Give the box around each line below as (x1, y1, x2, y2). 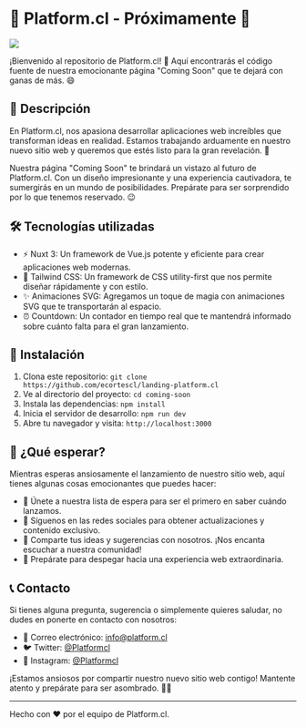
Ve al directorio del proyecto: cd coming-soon (22, 389, 191, 400)
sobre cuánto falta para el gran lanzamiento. (22, 321, 189, 332)
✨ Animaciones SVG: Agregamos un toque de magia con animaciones (22, 291, 285, 302)
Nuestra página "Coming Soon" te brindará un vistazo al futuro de (9, 162, 257, 173)
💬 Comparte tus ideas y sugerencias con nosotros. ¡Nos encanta (22, 535, 266, 546)
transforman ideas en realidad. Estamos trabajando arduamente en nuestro (9, 135, 291, 146)
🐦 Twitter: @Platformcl (22, 642, 111, 652)
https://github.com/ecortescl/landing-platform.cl (22, 381, 219, 390)
